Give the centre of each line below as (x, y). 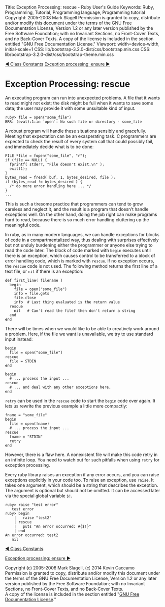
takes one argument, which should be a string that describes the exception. (82, 485)
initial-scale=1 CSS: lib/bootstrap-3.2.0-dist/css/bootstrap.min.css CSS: (78, 49)
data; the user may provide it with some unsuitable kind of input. (70, 108)
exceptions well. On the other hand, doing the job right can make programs (81, 214)
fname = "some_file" (26, 415)
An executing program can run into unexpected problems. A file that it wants (82, 98)
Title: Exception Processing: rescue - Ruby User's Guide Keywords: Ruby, (80, 7)
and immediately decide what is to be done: (49, 147)
